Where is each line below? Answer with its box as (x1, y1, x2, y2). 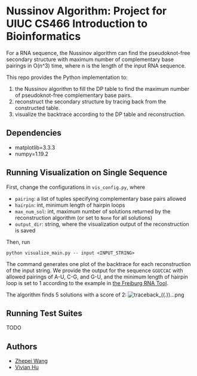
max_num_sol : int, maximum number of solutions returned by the (14, 207, 171, 215)
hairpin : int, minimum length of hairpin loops (14, 201, 125, 209)
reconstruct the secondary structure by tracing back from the (14, 97, 167, 105)
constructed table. (14, 104, 60, 111)
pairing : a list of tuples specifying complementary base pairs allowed (14, 195, 186, 202)
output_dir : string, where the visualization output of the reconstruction (14, 220, 189, 228)
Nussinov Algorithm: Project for (6, 4, 167, 18)
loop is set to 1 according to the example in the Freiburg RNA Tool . (6, 279, 169, 286)
